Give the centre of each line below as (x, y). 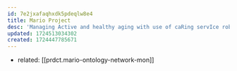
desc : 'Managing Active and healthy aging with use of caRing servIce (113, 27)
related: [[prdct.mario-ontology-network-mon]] (86, 60)
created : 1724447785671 (42, 40)
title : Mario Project (39, 20)
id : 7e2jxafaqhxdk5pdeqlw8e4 (50, 14)
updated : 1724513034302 (42, 33)
